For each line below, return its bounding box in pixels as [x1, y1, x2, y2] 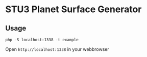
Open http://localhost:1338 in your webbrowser [5, 46, 109, 52]
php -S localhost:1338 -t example [5, 37, 79, 42]
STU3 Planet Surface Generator [5, 4, 142, 15]
